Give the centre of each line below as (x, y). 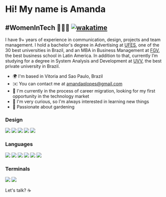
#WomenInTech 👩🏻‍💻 (37, 28)
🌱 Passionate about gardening (43, 107)
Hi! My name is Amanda (55, 9)
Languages (19, 144)
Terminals (17, 168)
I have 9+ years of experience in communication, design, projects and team (83, 39)
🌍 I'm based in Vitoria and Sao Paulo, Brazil (58, 76)
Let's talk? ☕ (18, 190)
